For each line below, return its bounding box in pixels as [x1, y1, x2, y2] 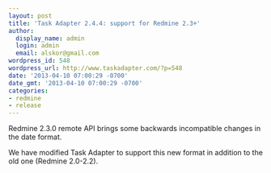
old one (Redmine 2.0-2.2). [8, 156, 99, 166]
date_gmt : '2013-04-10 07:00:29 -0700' [8, 79, 143, 87]
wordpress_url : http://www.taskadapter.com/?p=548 [8, 64, 183, 72]
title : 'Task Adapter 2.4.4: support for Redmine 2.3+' [8, 19, 201, 27]
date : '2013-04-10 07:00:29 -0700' [8, 72, 129, 80]
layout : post [8, 11, 53, 20]
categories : [8, 86, 49, 95]
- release [8, 101, 42, 109]
